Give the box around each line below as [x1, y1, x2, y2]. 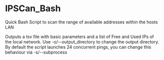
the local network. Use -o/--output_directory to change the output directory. [5, 39, 160, 44]
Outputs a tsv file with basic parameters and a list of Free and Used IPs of [5, 34, 154, 40]
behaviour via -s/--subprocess [5, 49, 67, 55]
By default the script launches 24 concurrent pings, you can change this [5, 44, 151, 50]
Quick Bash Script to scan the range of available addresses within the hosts [5, 19, 158, 25]
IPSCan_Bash [5, 3, 61, 14]
